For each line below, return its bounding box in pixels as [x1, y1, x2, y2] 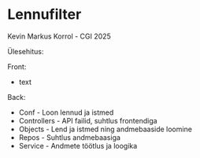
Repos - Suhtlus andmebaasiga [18, 132, 121, 142]
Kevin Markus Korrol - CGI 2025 [7, 31, 111, 41]
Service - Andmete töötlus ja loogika [18, 141, 138, 150]
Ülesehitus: [7, 46, 44, 56]
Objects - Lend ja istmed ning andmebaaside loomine [18, 124, 192, 134]
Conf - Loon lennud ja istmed [18, 108, 114, 117]
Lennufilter [7, 6, 82, 24]
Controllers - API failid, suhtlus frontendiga [18, 116, 158, 125]
